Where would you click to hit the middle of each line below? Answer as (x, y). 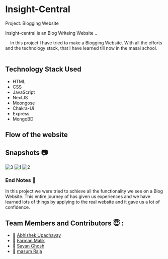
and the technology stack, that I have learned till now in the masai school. (81, 48)
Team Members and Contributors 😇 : (65, 223)
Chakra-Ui (23, 108)
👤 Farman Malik (29, 241)
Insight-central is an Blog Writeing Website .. (51, 33)
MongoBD (23, 119)
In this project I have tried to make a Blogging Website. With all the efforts (86, 43)
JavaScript (24, 92)
